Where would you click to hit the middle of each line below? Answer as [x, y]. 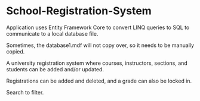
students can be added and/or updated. [55, 69]
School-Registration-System [79, 11]
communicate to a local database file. [52, 33]
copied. [16, 51]
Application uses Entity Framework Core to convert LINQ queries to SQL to [98, 27]
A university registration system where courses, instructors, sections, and [97, 63]
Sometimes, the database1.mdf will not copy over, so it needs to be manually [100, 45]
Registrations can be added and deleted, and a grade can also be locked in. [99, 81]
